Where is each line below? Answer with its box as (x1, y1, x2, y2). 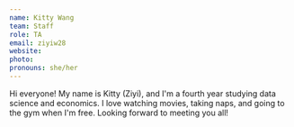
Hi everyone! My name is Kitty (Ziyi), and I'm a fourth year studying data (9, 87, 277, 99)
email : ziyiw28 (9, 38, 67, 48)
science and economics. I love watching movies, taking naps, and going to (9, 97, 285, 108)
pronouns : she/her (9, 64, 78, 73)
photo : (9, 55, 34, 64)
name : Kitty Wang (9, 13, 75, 23)
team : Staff (9, 22, 54, 31)
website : (9, 47, 42, 56)
